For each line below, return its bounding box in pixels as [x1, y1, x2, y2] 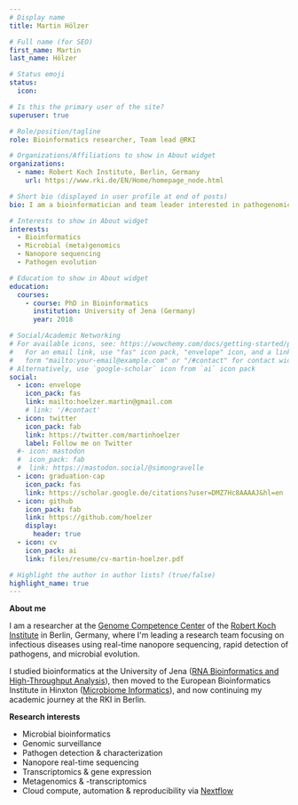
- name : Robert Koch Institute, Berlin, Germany [17, 168, 200, 177]
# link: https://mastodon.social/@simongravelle [17, 463, 204, 472]
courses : [17, 290, 50, 299]
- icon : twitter [17, 414, 77, 423]
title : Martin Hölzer [9, 21, 90, 30]
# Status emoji [9, 70, 66, 79]
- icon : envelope [17, 381, 82, 390]
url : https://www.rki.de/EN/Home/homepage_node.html [25, 176, 224, 185]
